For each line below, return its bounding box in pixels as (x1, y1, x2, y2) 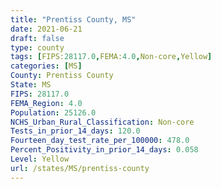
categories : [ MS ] (10, 61, 83, 71)
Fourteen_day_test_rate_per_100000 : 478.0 (10, 136, 190, 146)
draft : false (10, 33, 65, 43)
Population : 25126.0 (10, 107, 97, 118)
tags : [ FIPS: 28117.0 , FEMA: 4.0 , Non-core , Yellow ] (10, 52, 213, 62)
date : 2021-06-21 (10, 24, 83, 34)
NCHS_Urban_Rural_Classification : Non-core (10, 117, 195, 127)
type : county (10, 42, 65, 53)
